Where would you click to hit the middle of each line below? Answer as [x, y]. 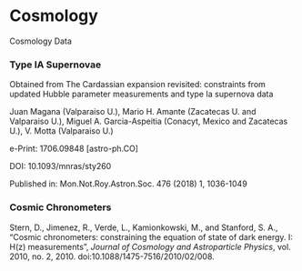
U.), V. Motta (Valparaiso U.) [61, 131]
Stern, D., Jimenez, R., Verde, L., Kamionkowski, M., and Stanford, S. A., [144, 227]
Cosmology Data [41, 41]
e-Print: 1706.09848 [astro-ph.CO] [74, 149]
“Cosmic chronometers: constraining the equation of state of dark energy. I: [151, 236]
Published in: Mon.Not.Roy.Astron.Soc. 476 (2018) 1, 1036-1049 [128, 184]
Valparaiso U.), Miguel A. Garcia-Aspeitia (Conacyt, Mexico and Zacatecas [149, 121]
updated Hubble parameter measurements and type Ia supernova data [141, 94]
